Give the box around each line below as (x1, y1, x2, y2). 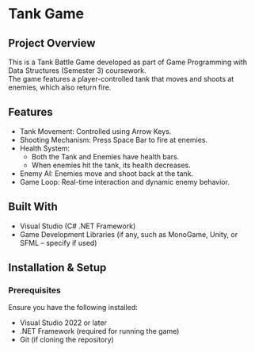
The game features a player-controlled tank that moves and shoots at (8, 75, 234, 83)
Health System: (19, 143, 70, 153)
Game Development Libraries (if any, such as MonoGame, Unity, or (19, 229, 238, 239)
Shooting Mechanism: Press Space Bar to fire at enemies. (19, 135, 208, 144)
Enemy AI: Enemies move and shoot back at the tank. (19, 168, 194, 178)
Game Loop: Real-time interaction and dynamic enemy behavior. (19, 177, 230, 186)
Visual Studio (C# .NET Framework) (19, 221, 136, 231)
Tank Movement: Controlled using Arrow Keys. (19, 126, 172, 136)
